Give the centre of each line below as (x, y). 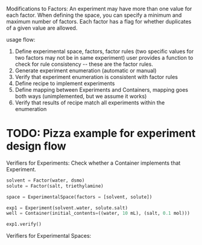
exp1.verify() (24, 224)
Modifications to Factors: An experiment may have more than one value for (99, 9)
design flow (36, 146)
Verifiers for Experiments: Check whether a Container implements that (93, 163)
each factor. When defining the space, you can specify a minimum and (94, 15)
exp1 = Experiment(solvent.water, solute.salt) (67, 208)
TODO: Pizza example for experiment (101, 134)
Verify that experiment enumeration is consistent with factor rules (96, 77)
